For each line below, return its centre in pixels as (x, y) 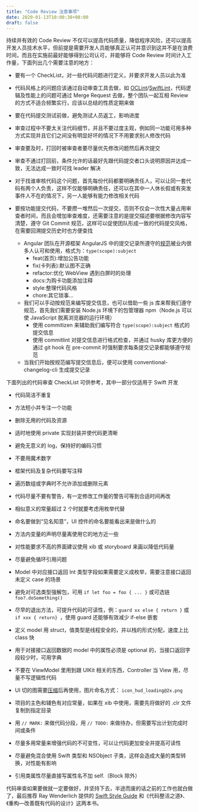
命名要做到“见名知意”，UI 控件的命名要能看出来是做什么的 (85, 522)
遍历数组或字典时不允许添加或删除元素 (61, 484)
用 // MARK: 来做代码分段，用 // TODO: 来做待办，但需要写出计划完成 (99, 723)
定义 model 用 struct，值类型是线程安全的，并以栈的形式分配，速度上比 (102, 630)
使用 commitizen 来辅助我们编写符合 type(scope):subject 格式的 (111, 325)
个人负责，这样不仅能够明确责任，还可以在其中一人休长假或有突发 (111, 189)
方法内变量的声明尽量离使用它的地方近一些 (67, 534)
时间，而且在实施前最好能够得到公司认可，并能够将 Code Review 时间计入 (96, 55)
